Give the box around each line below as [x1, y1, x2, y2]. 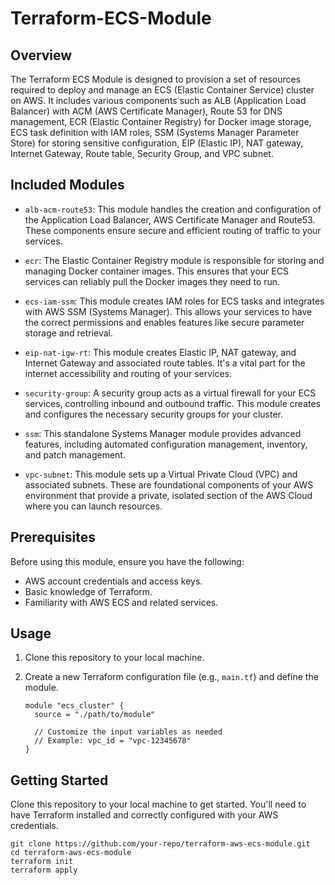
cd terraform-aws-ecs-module [10, 848, 132, 858]
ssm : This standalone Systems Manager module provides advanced [24, 427, 302, 439]
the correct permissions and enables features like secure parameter [24, 316, 305, 328]
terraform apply [10, 865, 78, 876]
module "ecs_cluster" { [24, 701, 125, 711]
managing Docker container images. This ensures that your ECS [24, 265, 289, 277]
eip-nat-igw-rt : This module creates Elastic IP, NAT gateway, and [24, 346, 297, 358]
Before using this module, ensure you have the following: [10, 555, 245, 567]
